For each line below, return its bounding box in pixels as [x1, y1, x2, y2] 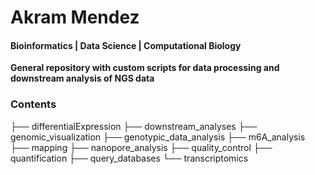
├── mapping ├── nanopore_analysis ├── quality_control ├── [10, 141, 273, 153]
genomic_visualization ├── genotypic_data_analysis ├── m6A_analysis [10, 131, 306, 143]
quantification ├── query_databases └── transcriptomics [10, 152, 249, 164]
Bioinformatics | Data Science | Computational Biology [10, 39, 242, 51]
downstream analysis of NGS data [10, 72, 155, 85]
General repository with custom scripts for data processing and [10, 62, 280, 74]
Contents [10, 97, 57, 111]
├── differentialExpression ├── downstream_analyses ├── [10, 120, 258, 132]
